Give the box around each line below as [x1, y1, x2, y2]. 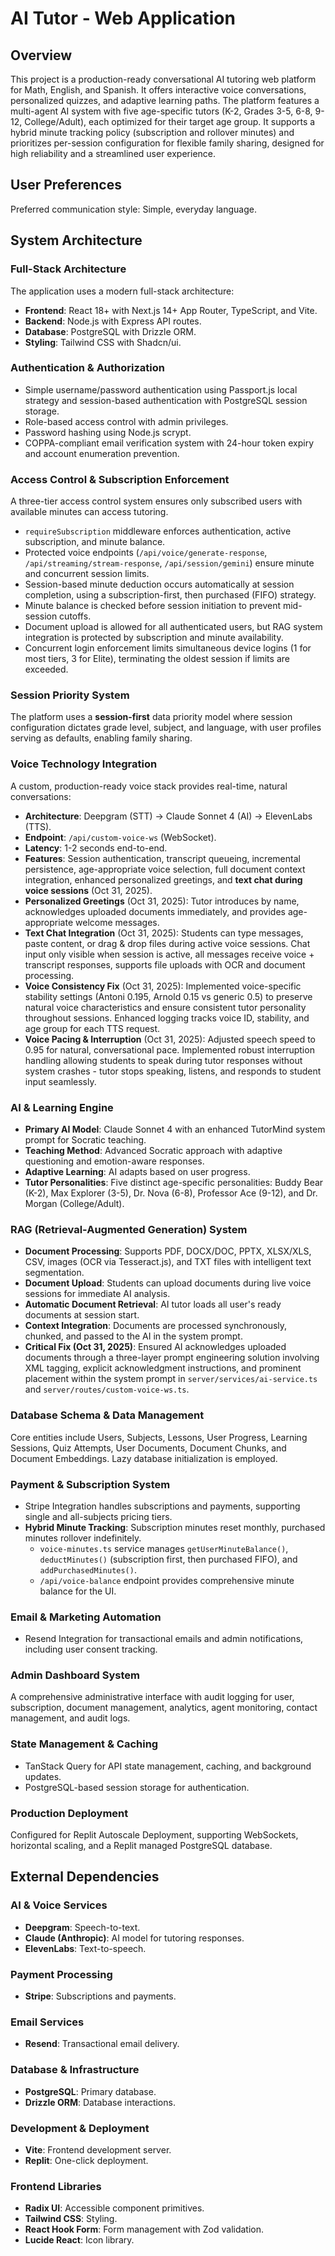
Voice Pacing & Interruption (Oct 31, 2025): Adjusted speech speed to [24, 1033, 316, 1045]
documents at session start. [24, 1309, 140, 1321]
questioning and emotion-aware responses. [24, 1155, 205, 1167]
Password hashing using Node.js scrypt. [24, 426, 192, 438]
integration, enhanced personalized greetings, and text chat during [24, 873, 303, 886]
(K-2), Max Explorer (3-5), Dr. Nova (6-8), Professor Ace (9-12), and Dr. [24, 1187, 318, 1199]
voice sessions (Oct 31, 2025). [24, 884, 153, 896]
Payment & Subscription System [10, 1477, 171, 1491]
